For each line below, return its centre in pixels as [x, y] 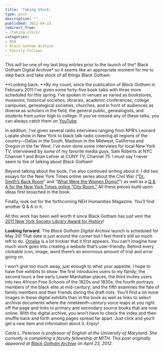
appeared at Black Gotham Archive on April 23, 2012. [59, 343]
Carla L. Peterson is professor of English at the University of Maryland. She [81, 333]
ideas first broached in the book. [38, 192]
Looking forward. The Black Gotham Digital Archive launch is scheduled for [82, 231]
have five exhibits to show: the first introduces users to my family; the [75, 271]
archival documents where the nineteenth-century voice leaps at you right [80, 303]
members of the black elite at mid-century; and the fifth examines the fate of [82, 287]
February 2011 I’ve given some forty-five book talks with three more [73, 90]
